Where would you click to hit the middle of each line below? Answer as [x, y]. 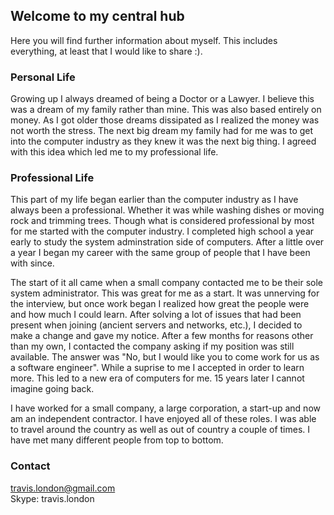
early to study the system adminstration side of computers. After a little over [167, 242]
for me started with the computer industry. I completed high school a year [162, 231]
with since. [32, 263]
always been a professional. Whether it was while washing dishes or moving [167, 210]
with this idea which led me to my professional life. [114, 152]
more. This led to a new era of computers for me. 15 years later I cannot [157, 378]
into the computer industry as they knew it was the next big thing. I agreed [163, 141]
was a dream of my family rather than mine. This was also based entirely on [166, 110]
